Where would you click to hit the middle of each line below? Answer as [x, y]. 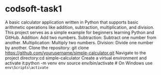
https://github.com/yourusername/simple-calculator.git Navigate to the [75, 53]
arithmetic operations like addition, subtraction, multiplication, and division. [80, 27]
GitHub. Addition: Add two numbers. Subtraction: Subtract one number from [81, 37]
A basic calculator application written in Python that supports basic [72, 22]
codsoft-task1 [33, 9]
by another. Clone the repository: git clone [47, 48]
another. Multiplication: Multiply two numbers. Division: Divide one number [79, 42]
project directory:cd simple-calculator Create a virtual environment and [76, 58]
